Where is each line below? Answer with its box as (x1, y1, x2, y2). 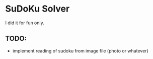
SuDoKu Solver (5, 3, 70, 15)
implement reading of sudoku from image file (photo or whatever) (12, 47, 148, 53)
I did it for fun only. (5, 20, 44, 26)
